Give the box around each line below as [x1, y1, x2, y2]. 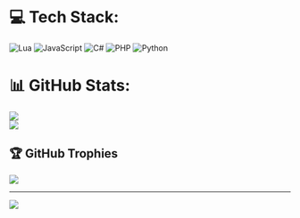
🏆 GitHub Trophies [9, 146, 119, 161]
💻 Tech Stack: [9, 7, 120, 28]
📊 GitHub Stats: [9, 76, 131, 96]
